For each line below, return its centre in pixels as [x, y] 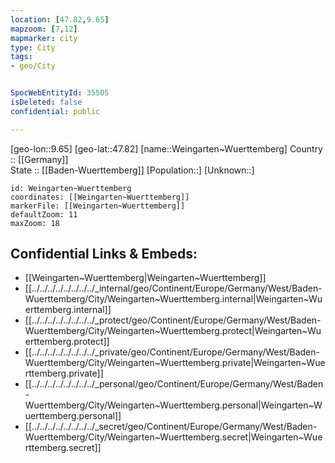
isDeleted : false [46, 102]
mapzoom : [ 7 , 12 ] [44, 29]
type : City [33, 47]
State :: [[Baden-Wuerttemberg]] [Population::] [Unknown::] [132, 170]
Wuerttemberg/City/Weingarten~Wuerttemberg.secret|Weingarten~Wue [173, 437]
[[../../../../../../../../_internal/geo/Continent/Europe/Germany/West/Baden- [173, 288]
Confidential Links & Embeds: [104, 254]
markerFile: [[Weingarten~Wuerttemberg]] [98, 206]
